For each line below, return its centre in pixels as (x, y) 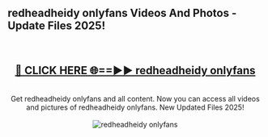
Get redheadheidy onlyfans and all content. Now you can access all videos (135, 98)
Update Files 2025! (57, 26)
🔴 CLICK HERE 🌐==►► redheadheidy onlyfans (135, 71)
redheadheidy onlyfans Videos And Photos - (122, 13)
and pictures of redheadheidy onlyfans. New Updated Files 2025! (135, 107)
